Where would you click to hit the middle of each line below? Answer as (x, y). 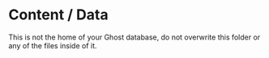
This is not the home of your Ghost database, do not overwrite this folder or (134, 37)
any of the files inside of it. (53, 45)
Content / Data (58, 15)
